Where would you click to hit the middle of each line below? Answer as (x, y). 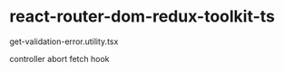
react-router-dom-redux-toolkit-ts (142, 17)
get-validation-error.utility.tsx (64, 41)
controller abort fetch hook (60, 58)
